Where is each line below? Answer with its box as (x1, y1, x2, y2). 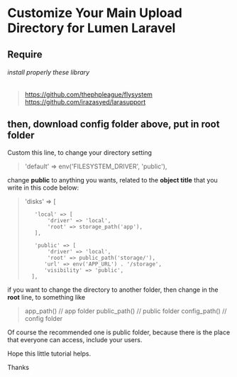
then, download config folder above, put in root (7, 119, 220, 131)
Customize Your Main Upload (7, 5, 183, 21)
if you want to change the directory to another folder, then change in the (7, 285, 219, 294)
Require (7, 48, 43, 60)
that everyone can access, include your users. (7, 335, 143, 344)
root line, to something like (7, 293, 86, 301)
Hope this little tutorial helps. (7, 349, 91, 358)
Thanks (7, 363, 30, 371)
